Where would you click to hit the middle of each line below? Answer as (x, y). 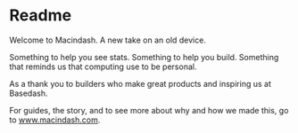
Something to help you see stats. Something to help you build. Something (144, 57)
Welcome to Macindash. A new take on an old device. (108, 40)
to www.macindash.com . (55, 120)
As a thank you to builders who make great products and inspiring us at (141, 83)
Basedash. (29, 93)
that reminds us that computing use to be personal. (103, 66)
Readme (41, 16)
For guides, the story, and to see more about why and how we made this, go (149, 110)
